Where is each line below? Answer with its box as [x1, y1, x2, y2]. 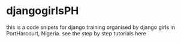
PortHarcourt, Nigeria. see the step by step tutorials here [6, 29, 147, 37]
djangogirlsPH [6, 4, 79, 18]
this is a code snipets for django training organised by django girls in [6, 24, 176, 31]
